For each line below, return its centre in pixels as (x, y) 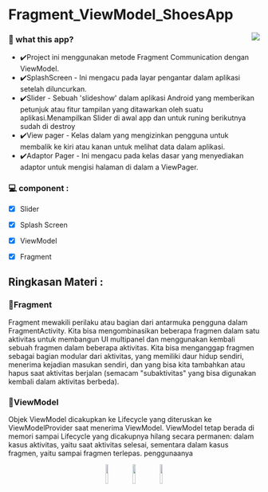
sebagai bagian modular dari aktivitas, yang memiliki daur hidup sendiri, (126, 356)
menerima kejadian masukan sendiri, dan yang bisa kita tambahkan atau (127, 365)
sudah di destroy (47, 127)
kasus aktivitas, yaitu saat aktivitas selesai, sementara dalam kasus (118, 445)
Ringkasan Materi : (56, 282)
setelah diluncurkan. (53, 89)
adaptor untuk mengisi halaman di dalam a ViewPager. (109, 167)
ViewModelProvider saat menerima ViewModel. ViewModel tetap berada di (132, 428)
